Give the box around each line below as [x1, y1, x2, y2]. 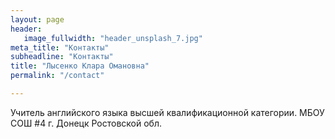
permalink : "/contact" [10, 71, 105, 81]
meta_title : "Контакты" [10, 42, 110, 53]
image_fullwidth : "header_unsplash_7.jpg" [23, 33, 203, 43]
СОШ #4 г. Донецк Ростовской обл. [10, 117, 162, 129]
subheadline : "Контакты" [10, 52, 114, 62]
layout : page [10, 14, 65, 25]
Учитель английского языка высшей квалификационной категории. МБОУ [10, 106, 325, 118]
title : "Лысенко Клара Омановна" [10, 61, 150, 71]
